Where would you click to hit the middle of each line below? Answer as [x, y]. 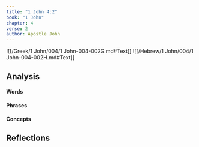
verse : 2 [17, 28]
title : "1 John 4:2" [32, 12]
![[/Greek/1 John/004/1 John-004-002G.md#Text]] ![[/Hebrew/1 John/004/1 [100, 51]
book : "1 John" [25, 17]
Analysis [23, 76]
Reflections [28, 138]
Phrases [17, 105]
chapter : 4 [20, 23]
